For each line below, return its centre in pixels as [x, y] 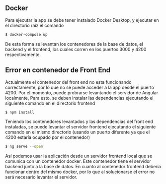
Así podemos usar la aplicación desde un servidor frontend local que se [79, 156]
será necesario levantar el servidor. [41, 177]
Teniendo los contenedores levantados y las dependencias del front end [79, 122]
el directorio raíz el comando [35, 25]
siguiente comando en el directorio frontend [50, 103]
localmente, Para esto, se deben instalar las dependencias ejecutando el [79, 98]
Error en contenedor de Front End [58, 70]
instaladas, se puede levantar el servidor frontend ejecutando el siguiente [81, 127]
